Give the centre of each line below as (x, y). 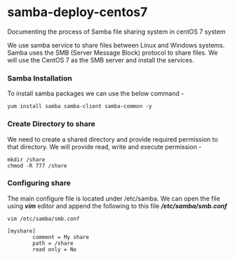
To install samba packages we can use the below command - (96, 94)
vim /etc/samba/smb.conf (43, 219)
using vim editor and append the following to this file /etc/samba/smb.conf (117, 206)
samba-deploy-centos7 (78, 12)
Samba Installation (40, 78)
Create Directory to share (52, 124)
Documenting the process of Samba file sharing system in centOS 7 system (116, 32)
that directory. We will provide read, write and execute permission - (105, 146)
